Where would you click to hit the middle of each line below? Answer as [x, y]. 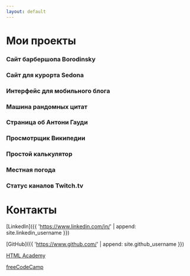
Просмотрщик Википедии [46, 138]
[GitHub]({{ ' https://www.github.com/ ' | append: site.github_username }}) [95, 244]
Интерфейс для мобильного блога [58, 91]
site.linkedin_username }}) [38, 233]
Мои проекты [41, 40]
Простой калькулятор [39, 154]
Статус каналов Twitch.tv [45, 186]
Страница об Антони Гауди [47, 123]
